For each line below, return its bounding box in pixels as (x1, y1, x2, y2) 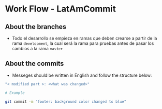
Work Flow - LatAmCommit (5, 3, 116, 14)
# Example (5, 90, 25, 95)
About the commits (5, 59, 64, 68)
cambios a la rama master (12, 46, 63, 51)
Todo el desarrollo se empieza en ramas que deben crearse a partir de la (12, 35, 157, 41)
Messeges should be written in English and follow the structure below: (12, 72, 152, 78)
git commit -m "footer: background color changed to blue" (5, 99, 127, 104)
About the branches (5, 23, 67, 31)
